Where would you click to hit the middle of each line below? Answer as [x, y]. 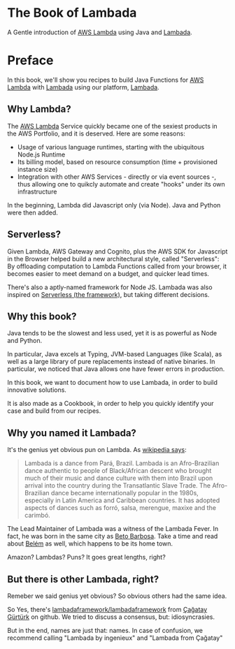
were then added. [33, 212]
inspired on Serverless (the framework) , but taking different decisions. [108, 294]
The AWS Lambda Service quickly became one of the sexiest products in [113, 126]
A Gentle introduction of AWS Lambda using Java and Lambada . [100, 32]
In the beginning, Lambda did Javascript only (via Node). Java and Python [114, 205]
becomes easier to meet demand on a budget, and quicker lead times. [108, 273]
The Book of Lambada [72, 13]
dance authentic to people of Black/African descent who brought [118, 471]
